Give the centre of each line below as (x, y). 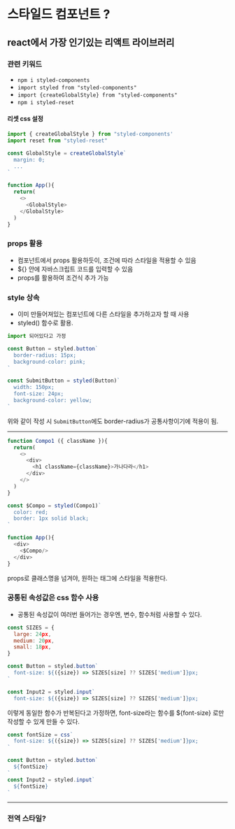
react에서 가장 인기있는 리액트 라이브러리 (91, 42)
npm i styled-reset (46, 102)
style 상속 (23, 297)
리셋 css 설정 (26, 119)
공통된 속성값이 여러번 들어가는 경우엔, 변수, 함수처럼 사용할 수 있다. (109, 614)
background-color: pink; (50, 362)
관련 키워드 (25, 64)
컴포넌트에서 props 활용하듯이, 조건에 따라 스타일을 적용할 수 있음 (107, 260)
